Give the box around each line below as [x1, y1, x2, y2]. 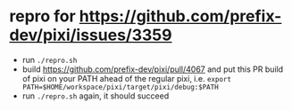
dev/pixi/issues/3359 [9, 25, 172, 45]
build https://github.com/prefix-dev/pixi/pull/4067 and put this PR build [21, 64, 284, 75]
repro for [9, 6, 76, 27]
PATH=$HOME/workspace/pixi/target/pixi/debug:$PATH [21, 82, 219, 91]
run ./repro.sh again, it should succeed [21, 90, 170, 101]
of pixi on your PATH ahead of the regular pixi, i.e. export [21, 73, 232, 83]
